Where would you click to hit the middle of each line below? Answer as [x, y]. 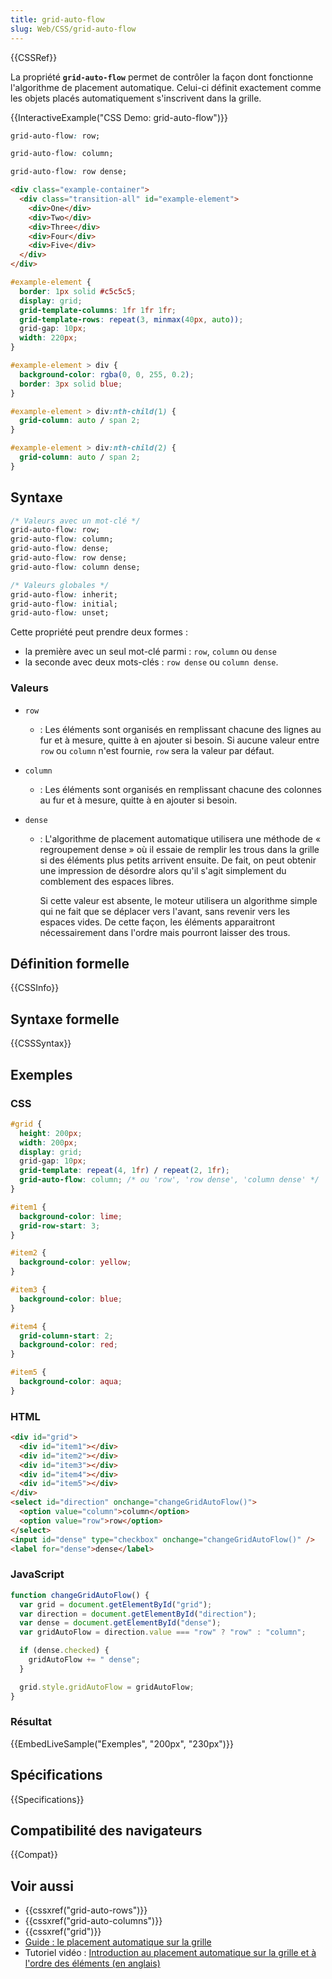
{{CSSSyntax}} [41, 1043]
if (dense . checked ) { [64, 1651]
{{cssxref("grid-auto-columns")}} [93, 1921]
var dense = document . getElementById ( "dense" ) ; [120, 1623]
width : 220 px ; [48, 338]
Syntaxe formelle [65, 1019]
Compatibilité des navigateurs [106, 1831]
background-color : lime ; [71, 1216]
